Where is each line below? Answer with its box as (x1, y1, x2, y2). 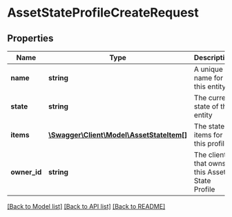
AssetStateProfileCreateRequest (7, 5, 199, 21)
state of (193, 102, 219, 111)
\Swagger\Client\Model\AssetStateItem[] (48, 130, 188, 140)
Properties (7, 32, 54, 44)
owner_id (10, 167, 42, 177)
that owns (193, 159, 226, 168)
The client (193, 150, 226, 160)
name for (193, 73, 223, 82)
